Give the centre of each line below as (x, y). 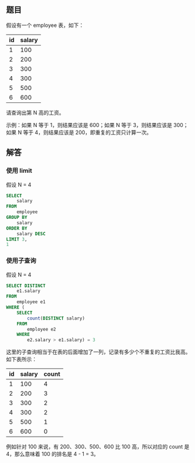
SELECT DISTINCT (26, 286)
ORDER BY (17, 228)
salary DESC (31, 234)
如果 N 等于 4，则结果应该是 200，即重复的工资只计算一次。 (79, 132)
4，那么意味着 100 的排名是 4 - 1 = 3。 (53, 454)
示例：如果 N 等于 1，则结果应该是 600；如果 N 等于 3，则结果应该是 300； (97, 125)
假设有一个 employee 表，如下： (45, 25)
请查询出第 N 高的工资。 (35, 112)
